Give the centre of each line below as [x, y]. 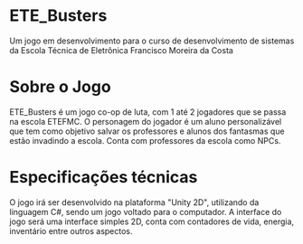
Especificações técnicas [104, 178]
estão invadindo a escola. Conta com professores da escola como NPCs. [145, 140]
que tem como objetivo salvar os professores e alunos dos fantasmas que [147, 131]
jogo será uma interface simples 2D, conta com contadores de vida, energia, [152, 221]
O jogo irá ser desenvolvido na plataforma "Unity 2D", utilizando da [134, 202]
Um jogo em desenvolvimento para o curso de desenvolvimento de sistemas [152, 41]
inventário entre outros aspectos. [71, 230]
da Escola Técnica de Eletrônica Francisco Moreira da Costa [121, 50]
